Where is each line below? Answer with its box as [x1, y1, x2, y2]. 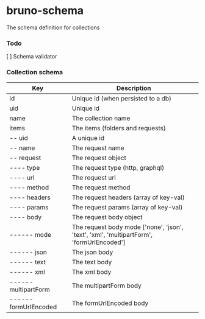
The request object [72, 153, 127, 162]
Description [116, 83, 151, 92]
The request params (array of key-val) [72, 203, 183, 211]
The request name [72, 144, 124, 152]
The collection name [72, 114, 131, 122]
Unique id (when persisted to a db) [72, 94, 172, 102]
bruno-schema [6, 4, 84, 18]
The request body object [72, 212, 143, 221]
